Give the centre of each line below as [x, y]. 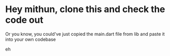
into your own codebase [30, 39]
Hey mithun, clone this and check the [85, 9]
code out [24, 20]
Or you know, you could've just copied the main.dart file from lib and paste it [85, 34]
